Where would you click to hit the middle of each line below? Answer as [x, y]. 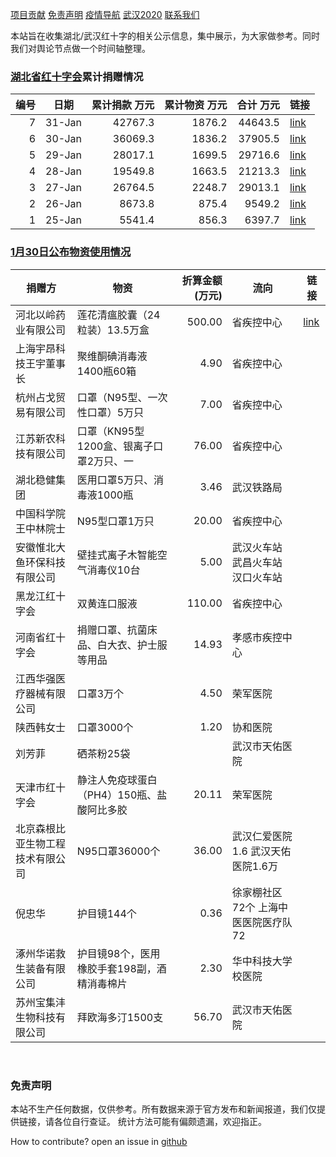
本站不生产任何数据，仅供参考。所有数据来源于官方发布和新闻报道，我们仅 [163, 1109]
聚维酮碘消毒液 [112, 356]
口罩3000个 [105, 727]
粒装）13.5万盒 [113, 330]
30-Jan [63, 139]
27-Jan [63, 188]
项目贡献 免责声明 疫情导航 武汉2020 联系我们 [105, 14]
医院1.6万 [254, 866]
